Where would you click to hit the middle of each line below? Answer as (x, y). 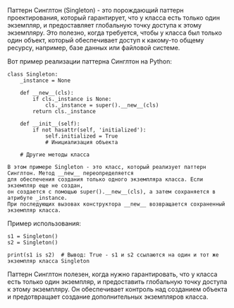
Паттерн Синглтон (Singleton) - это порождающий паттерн (96, 10)
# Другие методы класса (55, 155)
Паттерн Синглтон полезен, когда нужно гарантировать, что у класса (112, 274)
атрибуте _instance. (38, 198)
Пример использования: (44, 223)
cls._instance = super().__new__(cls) (102, 105)
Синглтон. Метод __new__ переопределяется (70, 173)
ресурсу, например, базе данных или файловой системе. (94, 48)
